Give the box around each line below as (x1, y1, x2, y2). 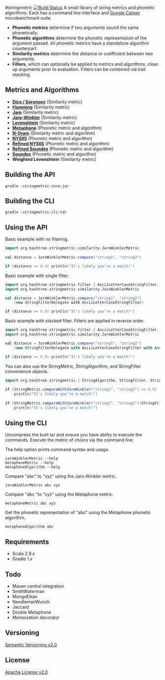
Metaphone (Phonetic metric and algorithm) (12, 125, 102, 131)
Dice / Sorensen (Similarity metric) (12, 99, 82, 105)
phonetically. (12, 30, 38, 35)
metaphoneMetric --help (5, 460, 54, 465)
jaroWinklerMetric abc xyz (5, 483, 60, 488)
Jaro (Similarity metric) (12, 109, 59, 115)
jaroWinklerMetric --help (5, 456, 58, 461)
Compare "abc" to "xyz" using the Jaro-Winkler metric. (5, 473, 117, 479)
